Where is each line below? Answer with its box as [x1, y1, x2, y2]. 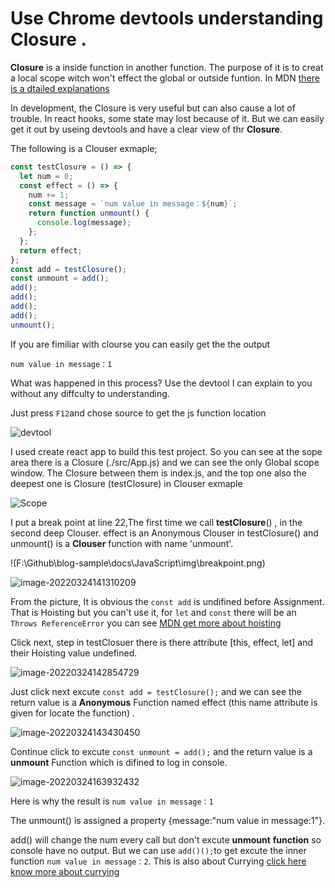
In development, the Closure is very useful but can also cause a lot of [10, 102, 296, 114]
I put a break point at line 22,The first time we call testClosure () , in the [10, 516, 303, 528]
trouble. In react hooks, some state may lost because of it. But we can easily [10, 112, 325, 124]
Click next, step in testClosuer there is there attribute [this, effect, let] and [10, 636, 314, 648]
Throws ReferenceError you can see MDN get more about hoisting [10, 617, 282, 629]
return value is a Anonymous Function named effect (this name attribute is [10, 696, 318, 708]
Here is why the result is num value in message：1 [10, 795, 214, 807]
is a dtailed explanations [10, 82, 110, 94]
